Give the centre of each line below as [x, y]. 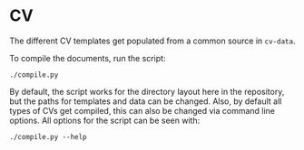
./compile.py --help [49, 136]
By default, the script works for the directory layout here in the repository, [147, 91]
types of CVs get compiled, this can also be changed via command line [142, 110]
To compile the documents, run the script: [88, 58]
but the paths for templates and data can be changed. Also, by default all [146, 101]
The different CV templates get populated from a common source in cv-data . [152, 41]
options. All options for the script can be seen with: [105, 120]
